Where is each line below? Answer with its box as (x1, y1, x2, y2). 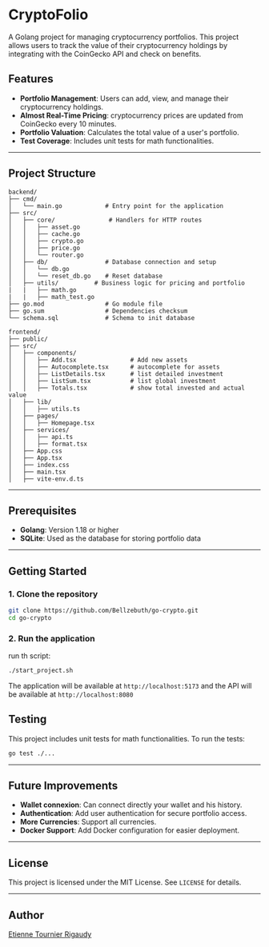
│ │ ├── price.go (8, 244, 81, 252)
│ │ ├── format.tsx (8, 440, 88, 448)
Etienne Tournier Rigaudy (8, 929, 92, 939)
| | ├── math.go (8, 286, 78, 294)
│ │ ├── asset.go (8, 222, 81, 231)
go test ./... (8, 749, 56, 757)
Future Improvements (8, 779, 118, 793)
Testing (8, 713, 47, 726)
